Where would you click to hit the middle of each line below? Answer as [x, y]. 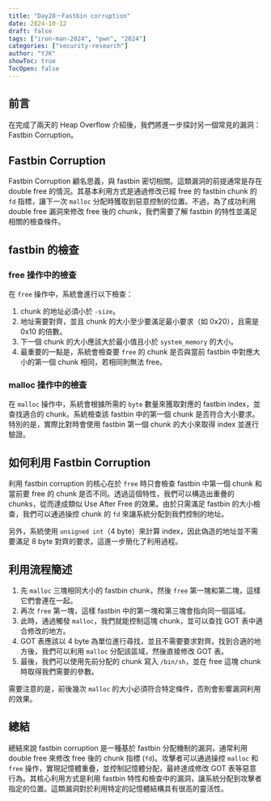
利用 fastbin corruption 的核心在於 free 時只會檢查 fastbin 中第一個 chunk [131, 484]
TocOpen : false [34, 69]
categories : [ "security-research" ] [68, 46]
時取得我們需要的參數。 [59, 671]
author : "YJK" [32, 54]
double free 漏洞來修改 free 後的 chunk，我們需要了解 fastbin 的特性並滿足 [133, 212]
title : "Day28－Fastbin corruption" [70, 16]
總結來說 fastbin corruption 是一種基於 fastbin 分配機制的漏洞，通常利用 [128, 747]
